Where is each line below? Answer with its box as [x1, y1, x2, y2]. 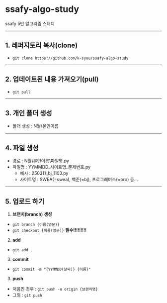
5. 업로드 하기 [5, 197, 45, 205]
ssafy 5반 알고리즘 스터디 [5, 20, 55, 26]
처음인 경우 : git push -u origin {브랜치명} [12, 286, 98, 292]
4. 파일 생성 [5, 143, 39, 152]
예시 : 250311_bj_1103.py [19, 170, 69, 176]
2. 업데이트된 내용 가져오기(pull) [5, 75, 99, 84]
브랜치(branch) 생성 [12, 211, 52, 217]
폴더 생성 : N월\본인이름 [12, 123, 59, 129]
